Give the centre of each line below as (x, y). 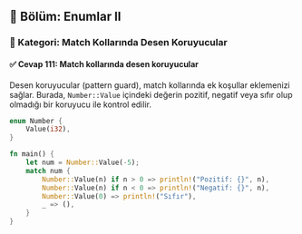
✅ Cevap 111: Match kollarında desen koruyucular (104, 63)
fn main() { (32, 154)
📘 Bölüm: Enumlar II (65, 17)
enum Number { (36, 121)
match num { (48, 171)
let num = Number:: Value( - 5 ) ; (83, 163)
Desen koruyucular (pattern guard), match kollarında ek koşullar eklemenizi (150, 85)
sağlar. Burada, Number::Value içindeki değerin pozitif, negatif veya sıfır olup (151, 94)
